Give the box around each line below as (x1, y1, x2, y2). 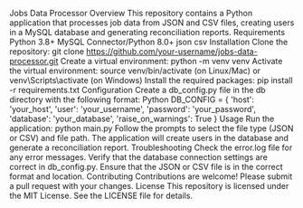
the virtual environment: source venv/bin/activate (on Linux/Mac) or (9, 65, 260, 76)
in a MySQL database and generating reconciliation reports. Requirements (9, 27, 286, 37)
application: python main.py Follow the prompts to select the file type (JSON (9, 123, 294, 134)
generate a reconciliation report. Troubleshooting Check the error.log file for (9, 142, 293, 153)
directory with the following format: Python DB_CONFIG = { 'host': (9, 94, 255, 105)
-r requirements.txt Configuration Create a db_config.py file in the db (9, 85, 266, 95)
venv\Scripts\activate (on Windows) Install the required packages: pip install (9, 75, 293, 85)
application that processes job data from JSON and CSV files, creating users (9, 17, 295, 28)
